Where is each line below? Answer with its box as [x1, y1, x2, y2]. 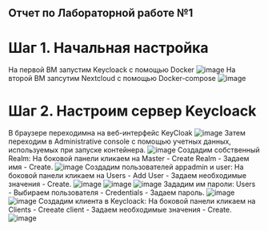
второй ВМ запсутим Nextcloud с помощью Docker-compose [8, 74, 216, 83]
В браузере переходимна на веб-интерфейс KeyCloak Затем [8, 128, 246, 138]
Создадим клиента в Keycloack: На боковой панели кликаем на [38, 197, 256, 206]
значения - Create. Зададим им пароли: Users [8, 180, 256, 189]
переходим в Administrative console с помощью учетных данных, [8, 136, 232, 147]
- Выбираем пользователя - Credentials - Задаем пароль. [8, 188, 206, 197]
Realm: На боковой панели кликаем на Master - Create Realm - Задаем [8, 154, 250, 164]
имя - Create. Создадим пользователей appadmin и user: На [8, 162, 244, 172]
